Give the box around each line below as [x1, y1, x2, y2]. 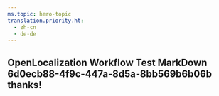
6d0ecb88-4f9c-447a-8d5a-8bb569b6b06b [7, 68, 212, 80]
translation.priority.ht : [7, 17, 84, 24]
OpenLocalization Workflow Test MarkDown [7, 56, 208, 68]
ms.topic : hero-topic [7, 10, 72, 18]
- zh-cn [14, 23, 37, 31]
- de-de [14, 30, 37, 38]
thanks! [7, 79, 43, 91]
